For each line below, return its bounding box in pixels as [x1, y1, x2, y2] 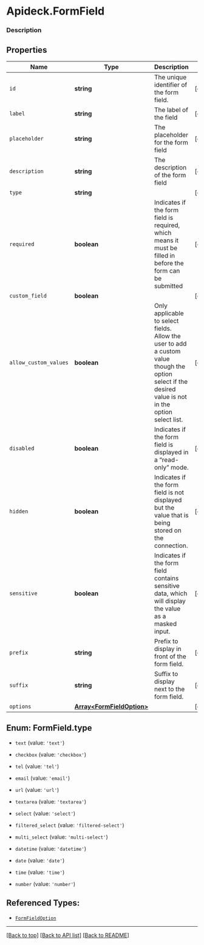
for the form [154, 138, 188, 146]
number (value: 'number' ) [15, 880, 76, 887]
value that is [154, 511, 189, 519]
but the [154, 503, 175, 511]
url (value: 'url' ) [15, 786, 59, 793]
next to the [154, 684, 185, 693]
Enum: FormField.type [6, 723, 92, 733]
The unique [154, 73, 187, 81]
